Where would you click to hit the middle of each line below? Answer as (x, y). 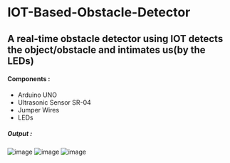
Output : (20, 134)
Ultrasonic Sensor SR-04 (54, 102)
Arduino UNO (37, 95)
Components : (29, 79)
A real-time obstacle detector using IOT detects (115, 39)
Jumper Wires (38, 110)
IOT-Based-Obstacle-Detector (99, 12)
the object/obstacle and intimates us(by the (106, 49)
